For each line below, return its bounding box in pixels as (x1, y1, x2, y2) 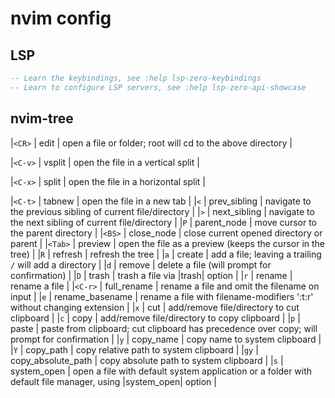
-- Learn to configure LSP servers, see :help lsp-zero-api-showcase (10, 82, 307, 92)
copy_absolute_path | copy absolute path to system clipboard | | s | (10, 354, 284, 366)
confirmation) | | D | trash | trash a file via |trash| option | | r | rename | (10, 269, 293, 281)
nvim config (10, 7, 112, 30)
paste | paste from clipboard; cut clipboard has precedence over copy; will (10, 322, 318, 334)
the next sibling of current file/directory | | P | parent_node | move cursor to (10, 216, 317, 228)
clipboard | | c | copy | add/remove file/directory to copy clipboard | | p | (10, 312, 301, 324)
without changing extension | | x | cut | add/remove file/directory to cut (10, 301, 300, 313)
